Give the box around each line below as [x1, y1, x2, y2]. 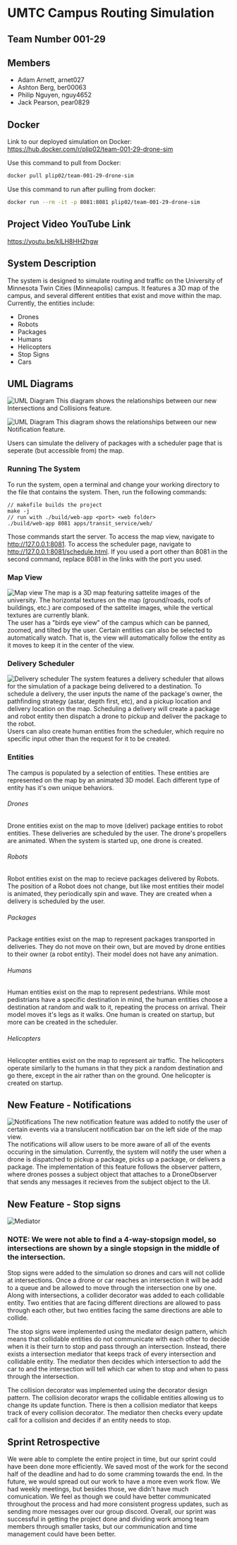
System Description [7, 258, 97, 270]
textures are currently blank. [7, 611, 90, 619]
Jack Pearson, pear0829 [17, 98, 90, 107]
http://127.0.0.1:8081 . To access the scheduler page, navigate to [7, 539, 192, 548]
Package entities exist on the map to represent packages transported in [7, 935, 215, 943]
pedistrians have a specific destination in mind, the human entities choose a [7, 996, 228, 1004]
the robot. [7, 720, 36, 728]
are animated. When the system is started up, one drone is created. [7, 836, 203, 845]
